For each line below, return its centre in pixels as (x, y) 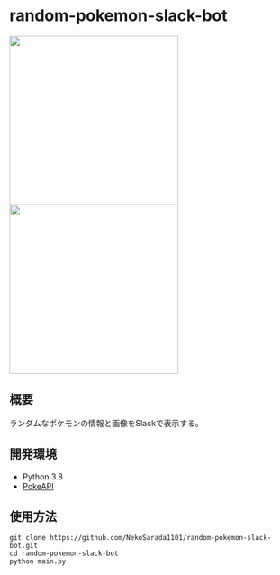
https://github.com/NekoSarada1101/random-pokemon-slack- (160, 538)
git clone (28, 538)
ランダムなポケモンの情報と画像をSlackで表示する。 (106, 423)
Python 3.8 (42, 476)
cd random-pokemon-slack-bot (64, 554)
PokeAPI (38, 486)
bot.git (24, 546)
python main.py (38, 561)
